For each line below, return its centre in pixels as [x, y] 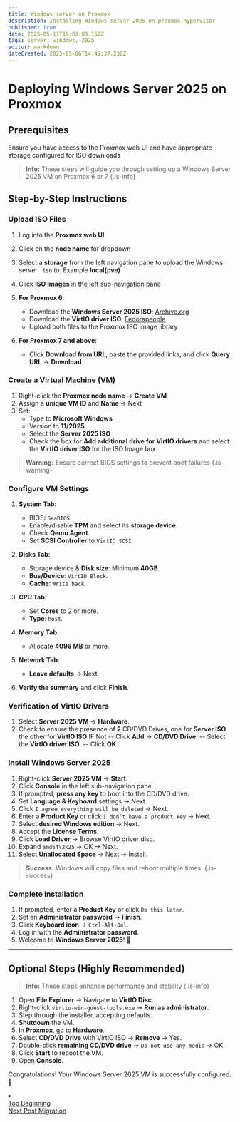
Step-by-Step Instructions [68, 199]
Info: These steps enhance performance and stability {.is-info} [117, 986]
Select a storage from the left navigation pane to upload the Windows [121, 262]
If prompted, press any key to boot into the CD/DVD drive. [104, 793]
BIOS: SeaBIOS [49, 518]
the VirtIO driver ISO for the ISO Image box [92, 448]
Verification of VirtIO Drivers [59, 706]
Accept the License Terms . [58, 831]
